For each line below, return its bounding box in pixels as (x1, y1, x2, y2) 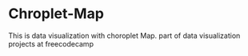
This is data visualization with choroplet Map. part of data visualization (8, 31, 241, 40)
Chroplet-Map (8, 5, 104, 23)
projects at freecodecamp (8, 39, 94, 48)
